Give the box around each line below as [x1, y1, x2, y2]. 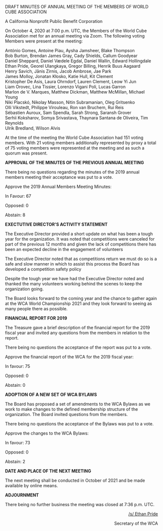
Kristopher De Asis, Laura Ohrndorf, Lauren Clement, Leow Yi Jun [5, 79, 137, 84]
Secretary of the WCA [114, 520, 158, 526]
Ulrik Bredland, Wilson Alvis [5, 125, 61, 131]
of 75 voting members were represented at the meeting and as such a [5, 145, 145, 151]
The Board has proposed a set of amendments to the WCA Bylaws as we [5, 401, 150, 407]
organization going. [5, 286, 44, 292]
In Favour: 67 [5, 193, 32, 199]
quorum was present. [5, 150, 48, 156]
